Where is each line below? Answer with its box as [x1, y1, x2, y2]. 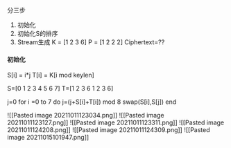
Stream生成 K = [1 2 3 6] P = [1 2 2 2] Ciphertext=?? [17, 38, 165, 46]
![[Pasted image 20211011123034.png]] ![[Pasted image [7, 111, 164, 120]
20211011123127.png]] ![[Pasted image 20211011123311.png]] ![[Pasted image [7, 118, 225, 127]
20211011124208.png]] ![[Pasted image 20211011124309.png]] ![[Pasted [7, 126, 210, 134]
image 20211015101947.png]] [7, 133, 89, 142]
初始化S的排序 [17, 30, 58, 37]
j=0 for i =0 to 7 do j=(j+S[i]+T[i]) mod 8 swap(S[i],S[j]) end [7, 98, 177, 106]
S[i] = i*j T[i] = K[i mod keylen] [7, 71, 95, 80]
